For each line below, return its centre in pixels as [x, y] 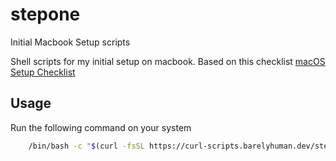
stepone [45, 14]
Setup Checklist [43, 72]
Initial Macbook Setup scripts [70, 42]
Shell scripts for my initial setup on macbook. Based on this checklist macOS [168, 61]
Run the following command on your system [101, 127]
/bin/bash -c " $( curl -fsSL [86, 146]
